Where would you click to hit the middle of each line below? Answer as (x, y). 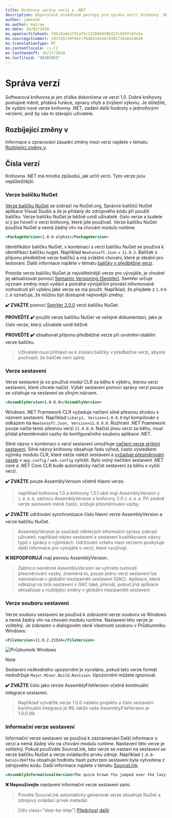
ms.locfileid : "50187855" (33, 58)
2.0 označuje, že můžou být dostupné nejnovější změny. (65, 295)
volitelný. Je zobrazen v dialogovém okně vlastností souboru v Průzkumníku (85, 625)
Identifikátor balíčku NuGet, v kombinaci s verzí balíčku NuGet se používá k (85, 247)
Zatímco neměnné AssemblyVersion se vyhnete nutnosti (77, 568)
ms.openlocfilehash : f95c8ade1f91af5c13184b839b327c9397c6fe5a (74, 34)
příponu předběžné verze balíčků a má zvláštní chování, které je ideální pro (84, 258)
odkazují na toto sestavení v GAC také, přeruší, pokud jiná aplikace (88, 584)
